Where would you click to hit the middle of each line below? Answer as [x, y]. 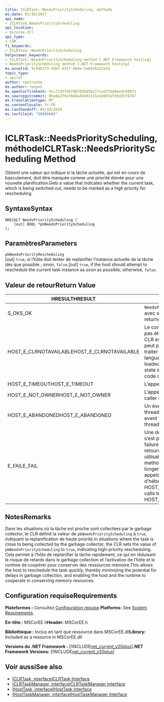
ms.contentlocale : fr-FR [30, 105]
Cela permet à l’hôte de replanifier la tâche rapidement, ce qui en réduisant [81, 554]
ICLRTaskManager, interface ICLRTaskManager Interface [69, 684]
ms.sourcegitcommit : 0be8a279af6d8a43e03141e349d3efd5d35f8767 [71, 96]
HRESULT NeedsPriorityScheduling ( [41, 220]
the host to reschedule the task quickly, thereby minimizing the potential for [81, 570]
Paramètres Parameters [41, 243]
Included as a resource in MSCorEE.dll [43, 637]
